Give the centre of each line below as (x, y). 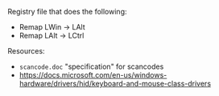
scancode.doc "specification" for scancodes (91, 66)
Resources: (26, 51)
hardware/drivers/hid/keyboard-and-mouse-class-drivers (115, 84)
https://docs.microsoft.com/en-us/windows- (93, 75)
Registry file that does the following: (67, 12)
